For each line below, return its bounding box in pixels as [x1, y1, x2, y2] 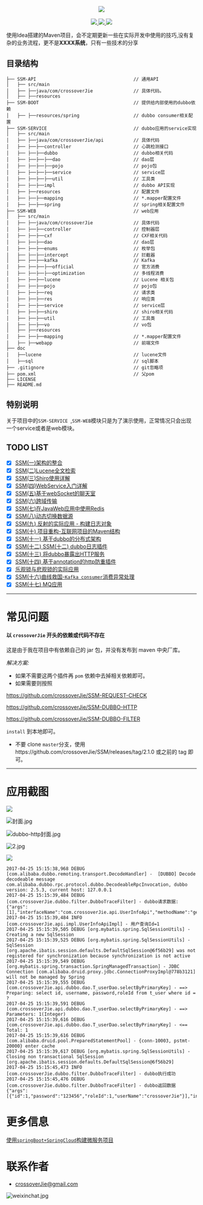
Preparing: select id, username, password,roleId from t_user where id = [6, 990, 196, 996]
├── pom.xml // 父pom [6, 371, 155, 377]
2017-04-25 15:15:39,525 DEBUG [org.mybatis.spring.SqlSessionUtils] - [6, 937, 190, 943]
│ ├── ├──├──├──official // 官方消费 [6, 264, 160, 270]
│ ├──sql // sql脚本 [6, 358, 159, 364]
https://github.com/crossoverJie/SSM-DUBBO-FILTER [6, 715, 141, 722]
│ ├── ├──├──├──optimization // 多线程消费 [6, 270, 164, 276]
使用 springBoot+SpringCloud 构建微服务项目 [6, 1136, 114, 1143]
